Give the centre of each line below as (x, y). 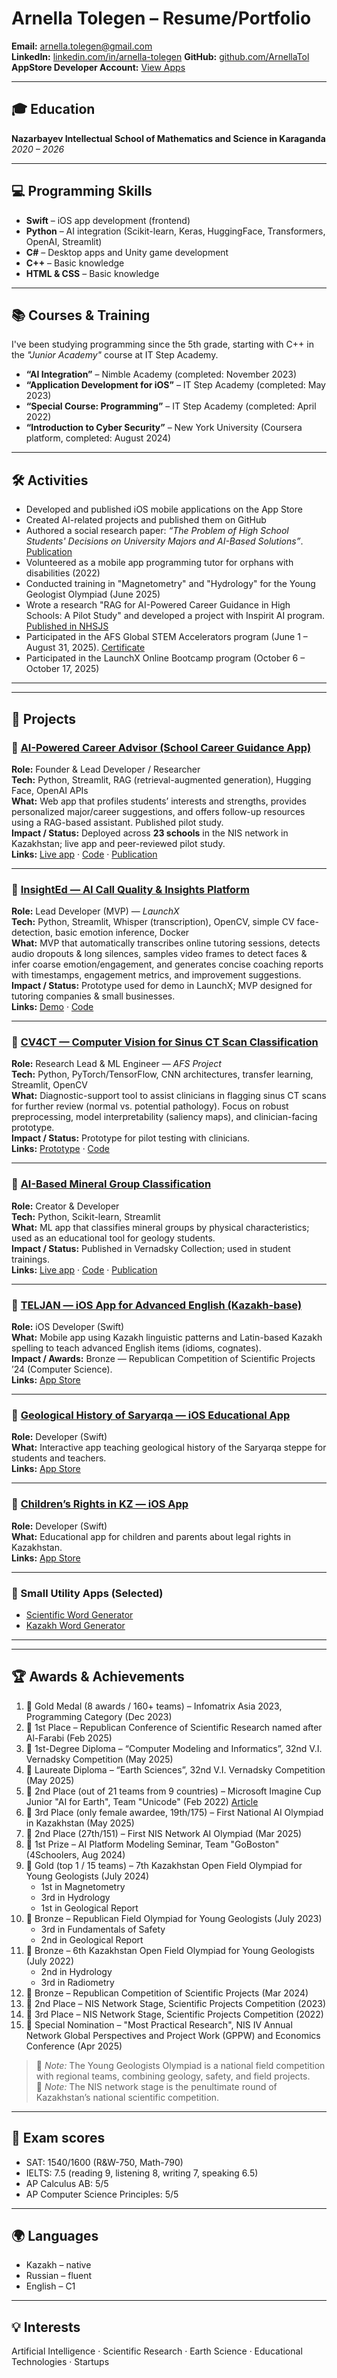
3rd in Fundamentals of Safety (103, 1929)
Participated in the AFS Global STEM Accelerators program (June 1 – (166, 637)
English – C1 (50, 2286)
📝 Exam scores (58, 2138)
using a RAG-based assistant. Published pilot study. (117, 822)
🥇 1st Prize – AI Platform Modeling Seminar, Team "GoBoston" (152, 1844)
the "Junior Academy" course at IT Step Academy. (115, 355)
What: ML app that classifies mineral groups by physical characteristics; (160, 1227)
